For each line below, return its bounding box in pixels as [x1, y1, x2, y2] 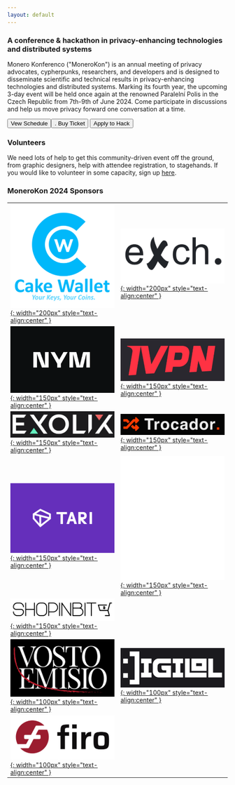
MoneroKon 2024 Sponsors [7, 186, 104, 196]
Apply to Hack [93, 119, 130, 127]
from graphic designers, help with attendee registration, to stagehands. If [7, 161, 218, 170]
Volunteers [7, 137, 46, 147]
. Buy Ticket [55, 119, 85, 127]
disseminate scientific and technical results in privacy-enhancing [7, 74, 194, 83]
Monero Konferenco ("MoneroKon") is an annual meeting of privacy [7, 60, 202, 68]
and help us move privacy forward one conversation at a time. [7, 105, 186, 113]
